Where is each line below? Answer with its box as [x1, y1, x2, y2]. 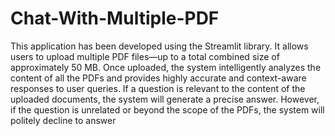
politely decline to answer [10, 114, 117, 126]
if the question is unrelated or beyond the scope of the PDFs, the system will [10, 103, 325, 116]
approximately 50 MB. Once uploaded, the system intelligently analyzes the [10, 61, 322, 73]
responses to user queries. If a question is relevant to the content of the [10, 82, 306, 94]
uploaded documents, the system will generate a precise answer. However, [10, 93, 320, 105]
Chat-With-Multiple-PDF [10, 7, 220, 30]
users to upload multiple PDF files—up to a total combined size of [10, 50, 280, 62]
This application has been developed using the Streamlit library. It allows [10, 40, 309, 52]
